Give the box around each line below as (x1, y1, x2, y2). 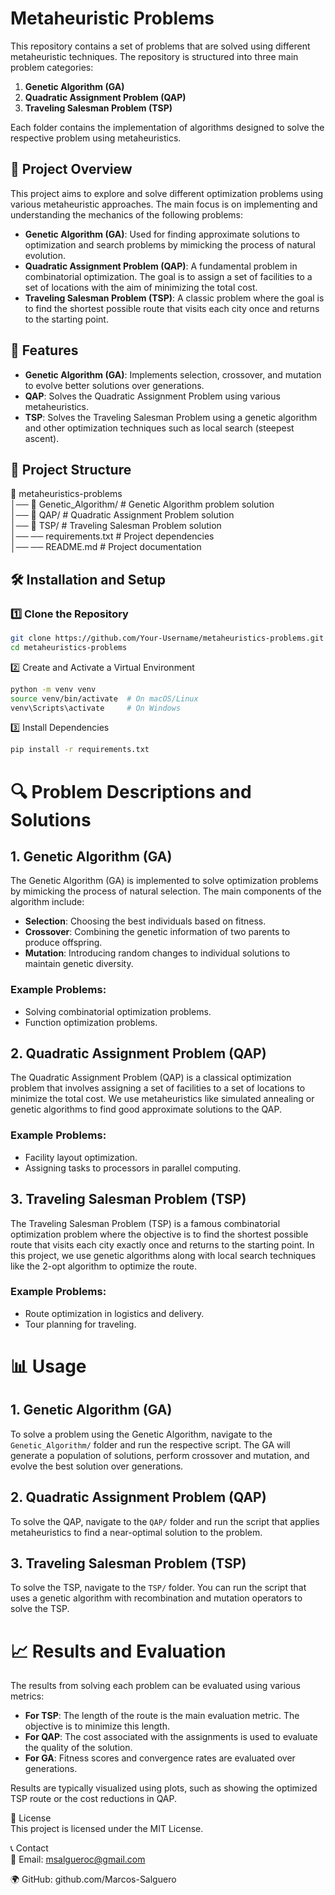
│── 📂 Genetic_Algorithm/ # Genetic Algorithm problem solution (10, 498, 275, 511)
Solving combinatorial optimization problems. (24, 1005, 212, 1017)
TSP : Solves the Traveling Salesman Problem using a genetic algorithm (24, 411, 318, 423)
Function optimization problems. (24, 1016, 158, 1028)
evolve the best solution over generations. (10, 1460, 184, 1472)
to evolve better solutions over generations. (24, 379, 205, 391)
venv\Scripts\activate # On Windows (10, 703, 182, 713)
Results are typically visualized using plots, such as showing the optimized (10, 1782, 318, 1794)
